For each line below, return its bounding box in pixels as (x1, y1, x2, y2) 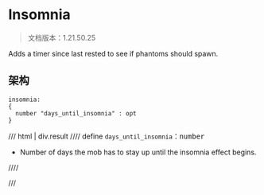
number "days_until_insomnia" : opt (15, 109, 137, 117)
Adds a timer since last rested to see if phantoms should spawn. (8, 49, 219, 58)
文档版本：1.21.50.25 (27, 33, 96, 42)
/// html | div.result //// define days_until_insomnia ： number (8, 131, 205, 141)
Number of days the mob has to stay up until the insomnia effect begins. (19, 147, 257, 157)
